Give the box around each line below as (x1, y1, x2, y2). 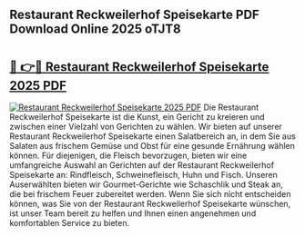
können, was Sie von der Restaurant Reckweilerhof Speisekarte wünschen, (9, 199, 291, 209)
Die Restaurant (203, 102, 259, 113)
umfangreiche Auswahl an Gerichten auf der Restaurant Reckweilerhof (9, 160, 275, 171)
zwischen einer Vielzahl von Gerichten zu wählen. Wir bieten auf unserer (9, 122, 282, 132)
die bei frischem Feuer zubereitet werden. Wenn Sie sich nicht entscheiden (9, 189, 291, 199)
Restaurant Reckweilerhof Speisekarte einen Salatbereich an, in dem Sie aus (9, 131, 296, 142)
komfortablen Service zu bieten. (9, 218, 130, 228)
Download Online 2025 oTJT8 (9, 22, 182, 37)
